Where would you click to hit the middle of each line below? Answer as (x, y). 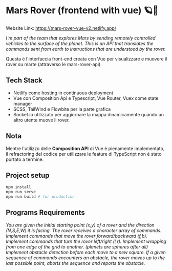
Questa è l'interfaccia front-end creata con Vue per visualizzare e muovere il (87, 59)
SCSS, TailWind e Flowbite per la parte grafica (62, 109)
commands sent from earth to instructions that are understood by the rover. (86, 49)
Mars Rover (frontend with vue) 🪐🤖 (82, 11)
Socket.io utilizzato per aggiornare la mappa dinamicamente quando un (89, 114)
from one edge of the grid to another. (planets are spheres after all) (77, 246)
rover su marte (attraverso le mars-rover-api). (54, 64)
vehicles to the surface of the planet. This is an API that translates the (80, 43)
